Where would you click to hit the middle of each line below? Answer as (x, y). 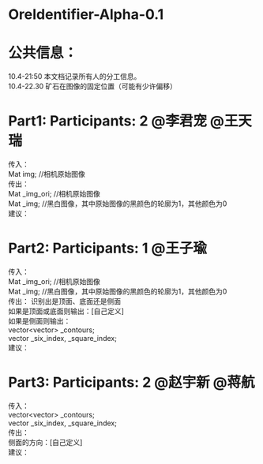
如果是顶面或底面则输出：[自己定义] (66, 311)
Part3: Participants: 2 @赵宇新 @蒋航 (131, 382)
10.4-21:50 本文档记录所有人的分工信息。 (75, 77)
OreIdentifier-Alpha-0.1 (86, 15)
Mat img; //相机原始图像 (47, 174)
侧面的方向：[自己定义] (45, 442)
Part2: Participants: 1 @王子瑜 (108, 248)
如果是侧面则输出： (39, 321)
